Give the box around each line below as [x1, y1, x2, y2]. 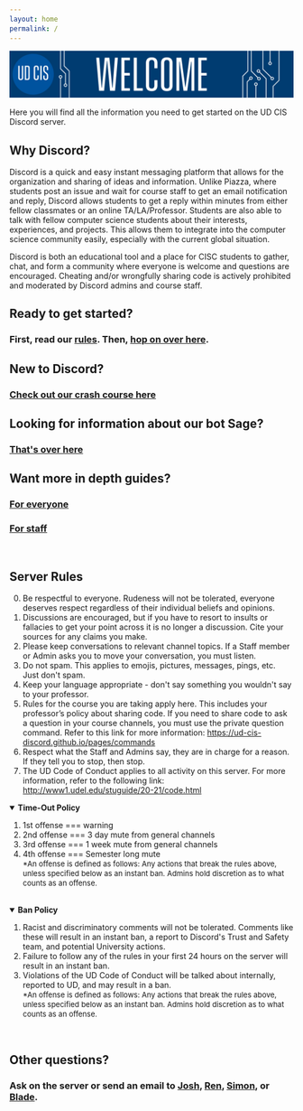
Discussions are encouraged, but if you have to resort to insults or [22, 612, 269, 623]
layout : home [9, 14, 59, 23]
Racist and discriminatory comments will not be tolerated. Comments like [22, 922, 294, 933]
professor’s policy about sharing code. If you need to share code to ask [22, 708, 288, 719]
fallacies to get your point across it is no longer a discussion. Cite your [22, 621, 284, 632]
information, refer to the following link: [22, 775, 165, 786]
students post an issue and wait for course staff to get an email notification [9, 185, 288, 196]
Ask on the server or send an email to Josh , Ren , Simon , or [9, 1079, 271, 1092]
